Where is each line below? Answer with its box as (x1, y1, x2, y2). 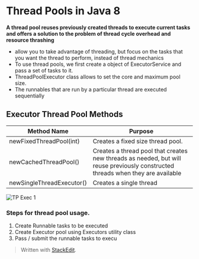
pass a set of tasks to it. (14, 67, 73, 74)
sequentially (14, 92, 45, 99)
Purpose (129, 127, 154, 135)
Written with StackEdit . (20, 247, 77, 254)
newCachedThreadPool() (9, 157, 80, 166)
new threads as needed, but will (92, 154, 182, 162)
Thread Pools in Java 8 (6, 4, 120, 18)
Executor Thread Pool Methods (6, 109, 123, 119)
